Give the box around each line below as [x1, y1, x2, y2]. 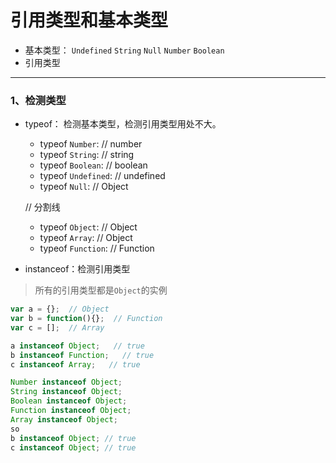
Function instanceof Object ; [10, 406, 132, 416]
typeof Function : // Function [39, 242, 155, 255]
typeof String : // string [39, 149, 135, 161]
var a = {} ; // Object [10, 304, 110, 315]
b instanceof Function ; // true [10, 350, 155, 360]
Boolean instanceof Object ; [10, 396, 128, 406]
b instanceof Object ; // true [10, 433, 137, 443]
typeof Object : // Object [39, 221, 138, 233]
